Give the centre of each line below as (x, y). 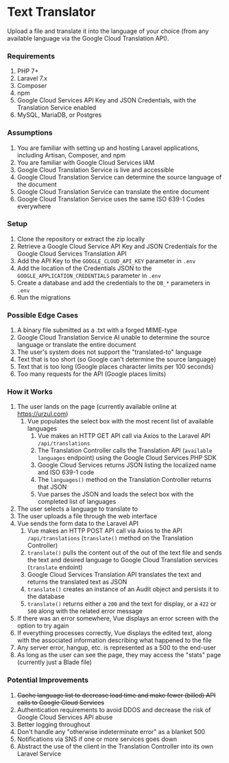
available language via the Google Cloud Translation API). (88, 38)
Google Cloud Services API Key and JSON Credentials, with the (107, 100)
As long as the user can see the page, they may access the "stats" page (119, 655)
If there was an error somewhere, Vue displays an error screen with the (118, 619)
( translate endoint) (55, 567)
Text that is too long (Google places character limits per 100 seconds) (115, 367)
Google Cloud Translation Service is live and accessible (95, 170)
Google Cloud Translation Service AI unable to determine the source (113, 338)
